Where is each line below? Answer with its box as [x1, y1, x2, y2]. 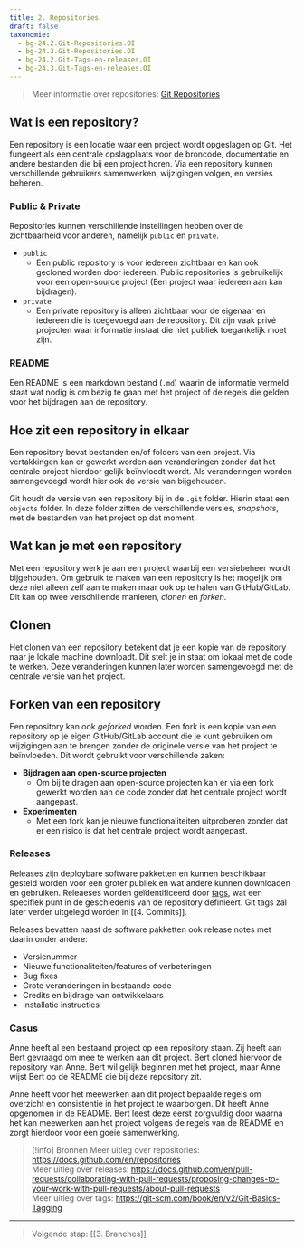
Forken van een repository [9, 697, 161, 712]
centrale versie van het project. [9, 671, 126, 681]
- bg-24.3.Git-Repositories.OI [17, 47, 136, 56]
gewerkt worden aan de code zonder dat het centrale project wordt [35, 786, 288, 797]
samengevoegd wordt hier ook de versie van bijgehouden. [9, 476, 227, 487]
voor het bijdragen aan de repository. [9, 396, 147, 407]
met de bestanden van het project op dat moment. [9, 512, 197, 523]
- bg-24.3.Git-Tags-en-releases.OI [17, 64, 152, 73]
